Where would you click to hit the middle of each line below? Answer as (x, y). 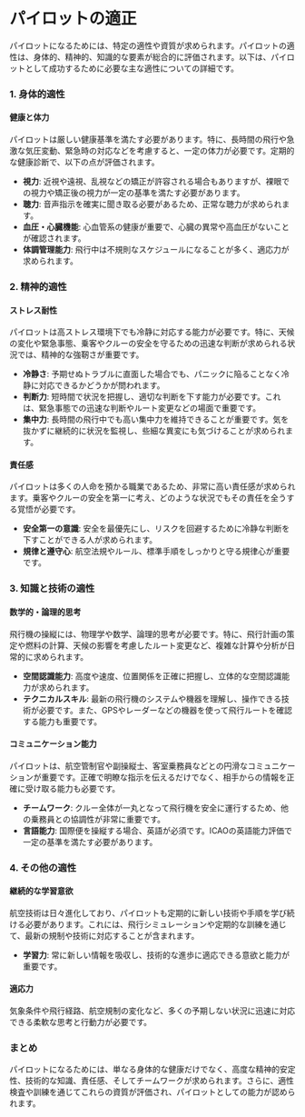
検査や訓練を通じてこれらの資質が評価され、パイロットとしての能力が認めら (152, 1092)
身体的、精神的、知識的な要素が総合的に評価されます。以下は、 (152, 56)
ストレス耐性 (33, 310)
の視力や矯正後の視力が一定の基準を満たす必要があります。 (133, 193)
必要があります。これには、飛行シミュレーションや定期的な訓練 (144, 924)
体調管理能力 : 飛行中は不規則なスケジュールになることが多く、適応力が (156, 250)
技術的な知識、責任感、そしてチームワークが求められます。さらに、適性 (160, 1081)
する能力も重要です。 (62, 721)
